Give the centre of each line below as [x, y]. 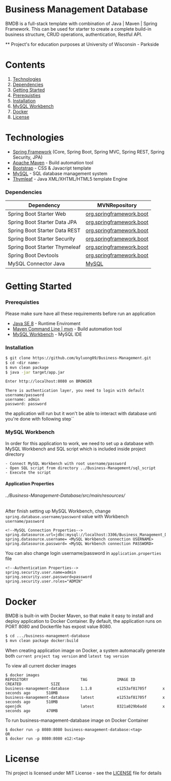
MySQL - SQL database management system [60, 173]
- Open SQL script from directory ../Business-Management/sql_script [81, 468]
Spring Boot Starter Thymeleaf [44, 247]
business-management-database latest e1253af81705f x [85, 698]
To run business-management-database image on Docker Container [77, 720]
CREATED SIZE [33, 684]
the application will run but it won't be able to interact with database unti [81, 413]
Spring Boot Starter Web [37, 214]
